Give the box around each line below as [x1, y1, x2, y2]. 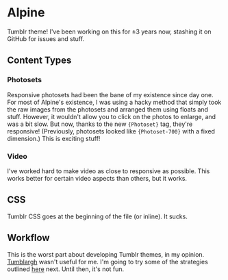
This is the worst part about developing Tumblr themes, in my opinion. [7, 250, 205, 258]
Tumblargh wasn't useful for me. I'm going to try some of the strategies [7, 257, 209, 266]
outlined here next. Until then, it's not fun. [7, 265, 125, 273]
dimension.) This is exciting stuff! [7, 134, 101, 142]
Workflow [7, 232, 50, 244]
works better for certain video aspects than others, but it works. [7, 174, 187, 182]
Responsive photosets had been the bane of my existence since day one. [7, 90, 214, 99]
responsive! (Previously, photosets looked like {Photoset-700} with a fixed [7, 127, 216, 135]
